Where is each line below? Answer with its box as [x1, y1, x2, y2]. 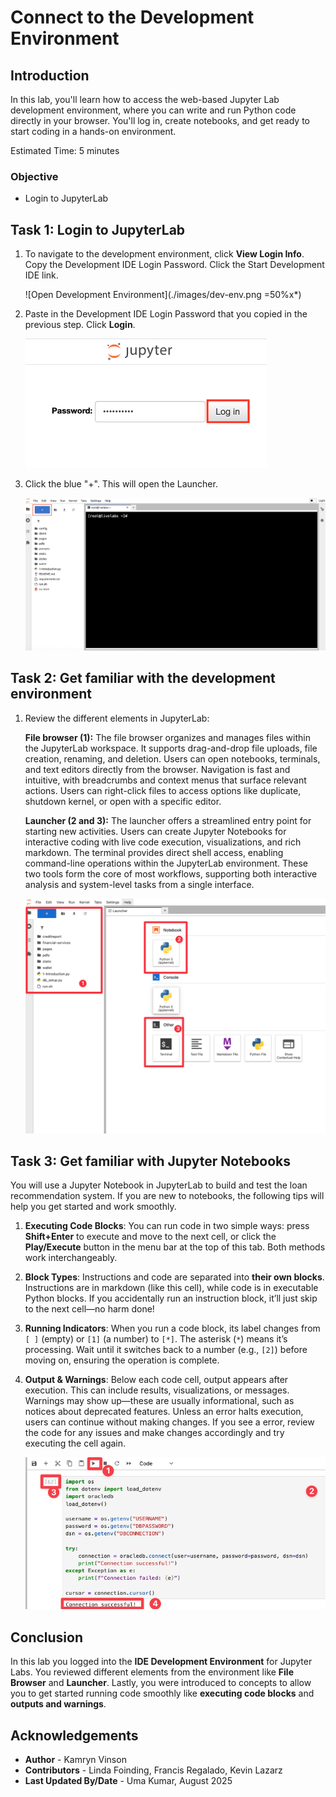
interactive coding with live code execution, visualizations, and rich [24, 836, 302, 848]
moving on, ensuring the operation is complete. [24, 1354, 220, 1366]
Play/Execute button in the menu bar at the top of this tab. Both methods [24, 1241, 326, 1253]
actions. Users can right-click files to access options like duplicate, [24, 784, 302, 796]
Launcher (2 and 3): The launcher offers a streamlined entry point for [24, 814, 312, 826]
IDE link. [24, 269, 59, 281]
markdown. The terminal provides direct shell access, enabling [24, 846, 284, 858]
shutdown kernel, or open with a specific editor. [24, 795, 222, 807]
